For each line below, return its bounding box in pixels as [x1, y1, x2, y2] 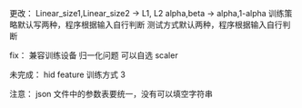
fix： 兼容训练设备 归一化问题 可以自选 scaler [9, 50, 179, 61]
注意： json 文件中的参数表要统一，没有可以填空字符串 [9, 89, 214, 99]
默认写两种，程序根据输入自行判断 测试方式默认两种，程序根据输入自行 [16, 19, 283, 30]
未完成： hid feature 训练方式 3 [9, 69, 126, 80]
